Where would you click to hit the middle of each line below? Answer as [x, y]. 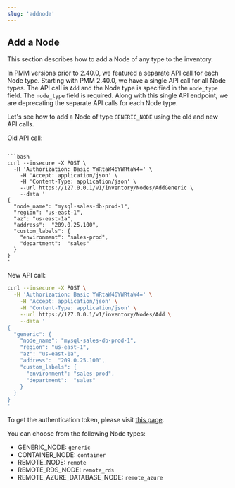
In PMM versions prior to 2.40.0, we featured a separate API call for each [113, 73]
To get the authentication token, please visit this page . [86, 420]
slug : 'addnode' [31, 14]
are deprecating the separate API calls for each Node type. [93, 103]
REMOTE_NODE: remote [52, 463]
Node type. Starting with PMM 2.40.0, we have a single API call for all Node [117, 81]
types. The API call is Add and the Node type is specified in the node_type [113, 88]
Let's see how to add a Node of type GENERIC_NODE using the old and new [113, 117]
